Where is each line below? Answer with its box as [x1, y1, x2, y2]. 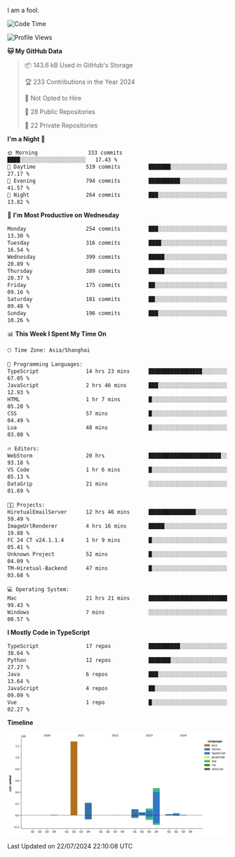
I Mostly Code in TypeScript [7, 628, 90, 636]
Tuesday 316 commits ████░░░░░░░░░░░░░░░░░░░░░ [7, 239, 228, 246]
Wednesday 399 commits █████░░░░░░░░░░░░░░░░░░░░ [7, 253, 228, 260]
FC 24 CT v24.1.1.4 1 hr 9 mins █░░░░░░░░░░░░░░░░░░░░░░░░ [7, 537, 228, 544]
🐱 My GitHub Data [7, 47, 63, 55]
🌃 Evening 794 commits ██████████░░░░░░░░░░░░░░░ [7, 177, 228, 184]
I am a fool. [7, 6, 40, 14]
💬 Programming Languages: [7, 361, 83, 368]
